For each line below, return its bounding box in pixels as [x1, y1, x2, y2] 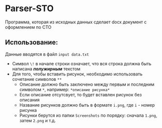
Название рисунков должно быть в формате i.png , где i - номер [19, 102, 155, 108]
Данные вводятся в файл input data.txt [5, 51, 89, 57]
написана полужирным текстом [12, 66, 81, 72]
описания [19, 97, 40, 103]
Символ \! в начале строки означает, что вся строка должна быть [12, 60, 152, 66]
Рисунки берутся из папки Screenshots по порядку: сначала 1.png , [19, 112, 158, 118]
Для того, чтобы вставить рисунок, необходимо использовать [12, 71, 143, 77]
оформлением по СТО [5, 24, 52, 30]
